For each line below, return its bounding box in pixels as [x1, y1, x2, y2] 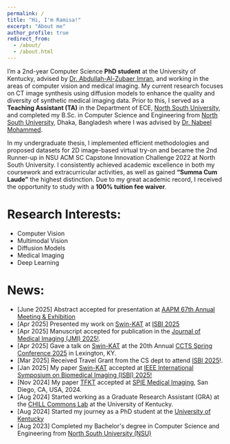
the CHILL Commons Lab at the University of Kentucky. [16, 399, 174, 408]
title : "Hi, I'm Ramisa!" [7, 16, 81, 23]
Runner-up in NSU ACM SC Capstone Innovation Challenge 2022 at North [7, 153, 216, 161]
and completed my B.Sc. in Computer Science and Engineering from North [7, 110, 218, 119]
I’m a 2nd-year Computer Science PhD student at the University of [7, 67, 196, 75]
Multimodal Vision [16, 236, 69, 244]
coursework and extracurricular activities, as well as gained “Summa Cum [7, 167, 218, 176]
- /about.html [13, 49, 54, 56]
